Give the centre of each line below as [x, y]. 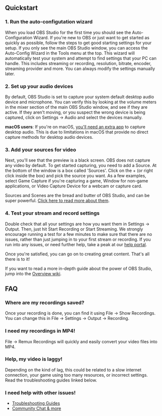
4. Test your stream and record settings [52, 213]
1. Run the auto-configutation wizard [49, 22]
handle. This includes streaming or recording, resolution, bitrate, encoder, [78, 63]
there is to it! [17, 259]
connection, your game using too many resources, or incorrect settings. [77, 375]
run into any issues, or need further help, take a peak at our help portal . [76, 244]
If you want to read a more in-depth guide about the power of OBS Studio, [79, 268]
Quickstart [22, 8]
